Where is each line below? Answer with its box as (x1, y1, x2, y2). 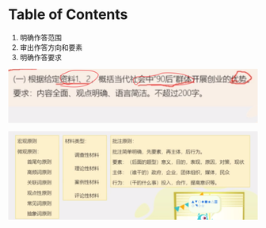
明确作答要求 (19, 52, 62, 62)
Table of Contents (8, 6, 128, 24)
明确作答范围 (19, 32, 62, 42)
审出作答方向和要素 (19, 42, 83, 52)
